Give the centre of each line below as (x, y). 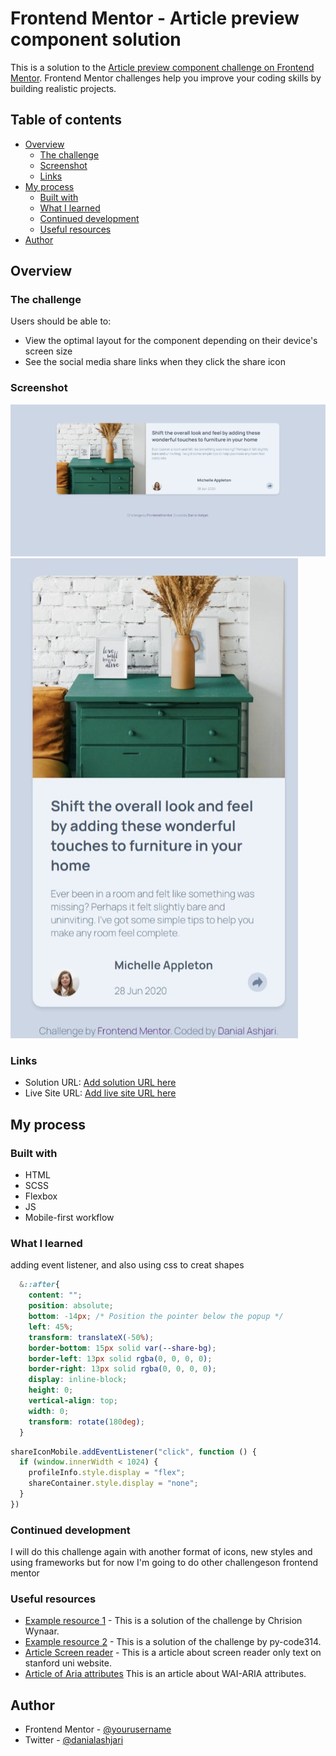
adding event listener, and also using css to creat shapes (127, 1265)
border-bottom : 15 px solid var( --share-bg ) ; (122, 1348)
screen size (48, 351)
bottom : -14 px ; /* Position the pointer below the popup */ (156, 1317)
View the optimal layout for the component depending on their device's (171, 341)
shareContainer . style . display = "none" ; (113, 1483)
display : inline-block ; (78, 1380)
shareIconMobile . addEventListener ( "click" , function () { (133, 1452)
